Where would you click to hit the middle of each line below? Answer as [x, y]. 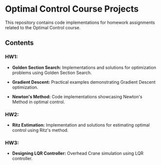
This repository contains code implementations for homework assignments [80, 22]
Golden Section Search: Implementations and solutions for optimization [84, 67]
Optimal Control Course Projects [72, 9]
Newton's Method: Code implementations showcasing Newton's [77, 96]
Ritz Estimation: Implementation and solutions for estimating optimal [81, 125]
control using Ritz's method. [40, 130]
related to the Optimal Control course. [43, 27]
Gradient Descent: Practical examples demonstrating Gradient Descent [84, 82]
